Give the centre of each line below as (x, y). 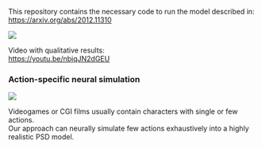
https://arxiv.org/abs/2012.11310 (60, 20)
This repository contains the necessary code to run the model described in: (131, 12)
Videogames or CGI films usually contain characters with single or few (123, 111)
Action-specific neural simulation (74, 79)
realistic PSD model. (41, 137)
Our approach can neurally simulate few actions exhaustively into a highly (129, 129)
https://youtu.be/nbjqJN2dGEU (59, 58)
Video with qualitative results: (56, 50)
